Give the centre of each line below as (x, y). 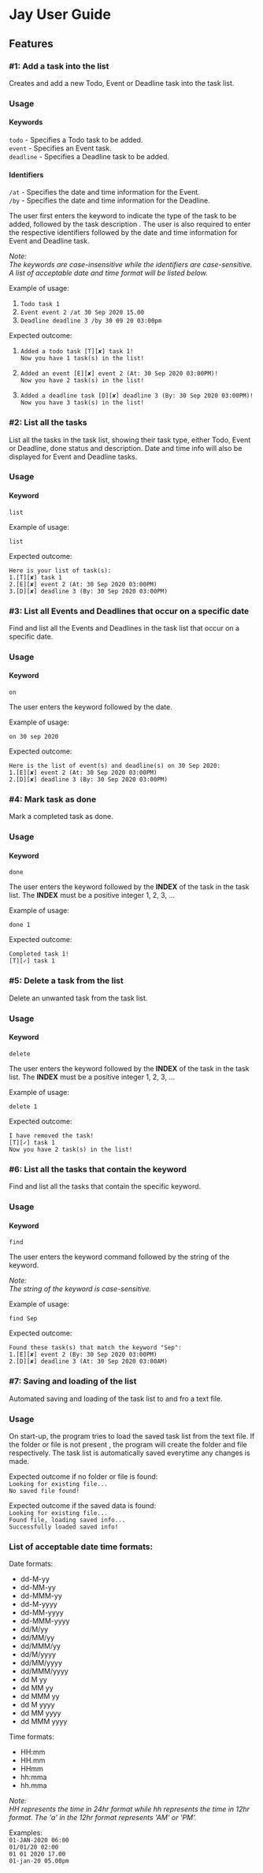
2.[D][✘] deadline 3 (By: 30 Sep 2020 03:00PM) (89, 780)
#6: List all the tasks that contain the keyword (98, 1169)
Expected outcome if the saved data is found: (83, 1505)
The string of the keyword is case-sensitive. (80, 1289)
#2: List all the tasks (48, 423)
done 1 (20, 925)
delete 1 (23, 1106)
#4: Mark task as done (53, 799)
